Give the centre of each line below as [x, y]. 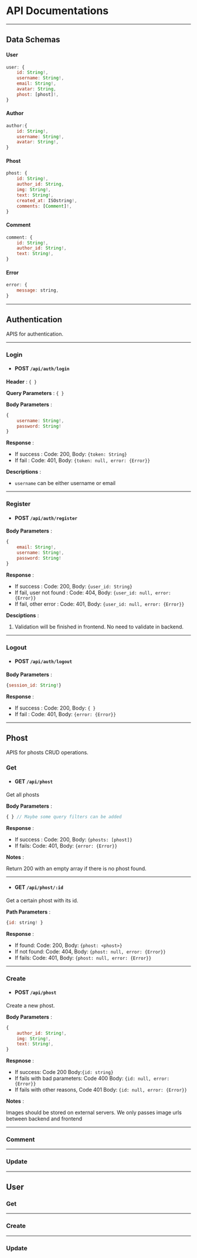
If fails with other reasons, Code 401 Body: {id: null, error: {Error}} [101, 1090]
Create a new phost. [30, 1005]
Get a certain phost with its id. [42, 900]
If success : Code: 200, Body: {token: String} [71, 454]
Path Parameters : [28, 912]
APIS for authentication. [35, 334]
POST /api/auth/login [42, 369]
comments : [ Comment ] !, [44, 206]
